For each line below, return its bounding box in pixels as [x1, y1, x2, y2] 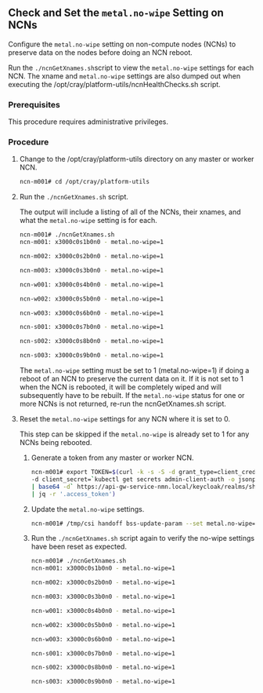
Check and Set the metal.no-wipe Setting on [8, 6, 225, 20]
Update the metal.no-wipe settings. [31, 504, 145, 513]
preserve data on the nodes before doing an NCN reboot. [8, 47, 193, 57]
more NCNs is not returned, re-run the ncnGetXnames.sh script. [19, 399, 227, 409]
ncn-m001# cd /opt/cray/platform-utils [19, 178, 150, 186]
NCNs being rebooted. [19, 438, 92, 447]
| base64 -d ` [31, 483, 74, 491]
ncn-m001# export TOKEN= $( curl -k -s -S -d [31, 469, 176, 476]
